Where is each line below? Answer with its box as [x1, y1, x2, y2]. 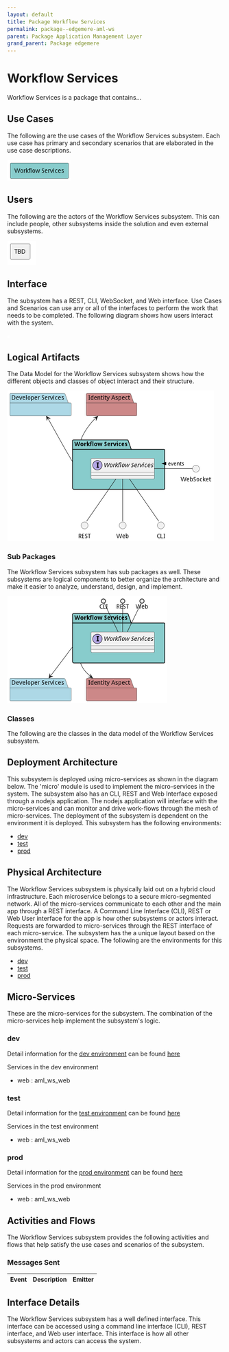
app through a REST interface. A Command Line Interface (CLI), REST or [7, 906, 211, 915]
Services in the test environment [7, 1122, 99, 1131]
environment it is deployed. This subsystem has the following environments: [7, 818, 221, 827]
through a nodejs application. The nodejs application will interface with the [7, 796, 218, 805]
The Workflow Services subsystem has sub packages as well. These [7, 567, 201, 576]
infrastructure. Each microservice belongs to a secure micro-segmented [7, 892, 211, 900]
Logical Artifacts [7, 351, 80, 363]
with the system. [7, 318, 54, 327]
